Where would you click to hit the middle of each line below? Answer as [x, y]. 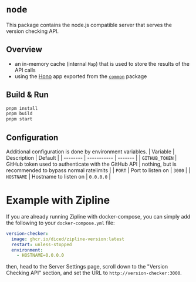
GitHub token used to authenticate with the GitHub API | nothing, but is [92, 164]
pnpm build [19, 114]
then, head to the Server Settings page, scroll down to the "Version [87, 267]
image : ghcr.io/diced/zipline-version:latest [68, 239]
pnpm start [19, 119]
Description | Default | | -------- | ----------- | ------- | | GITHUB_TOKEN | [92, 158]
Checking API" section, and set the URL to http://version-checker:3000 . [94, 273]
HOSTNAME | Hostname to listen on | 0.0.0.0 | [58, 177]
